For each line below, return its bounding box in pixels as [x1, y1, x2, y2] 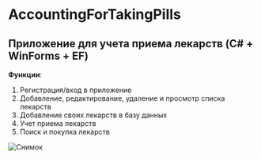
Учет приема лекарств [19, 119, 96, 128]
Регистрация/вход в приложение [19, 85, 132, 94]
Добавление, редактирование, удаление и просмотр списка [19, 94, 225, 103]
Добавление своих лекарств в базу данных [19, 110, 168, 120]
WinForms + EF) [8, 49, 89, 62]
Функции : [8, 70, 42, 79]
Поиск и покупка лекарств [19, 128, 111, 136]
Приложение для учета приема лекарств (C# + [8, 37, 254, 50]
